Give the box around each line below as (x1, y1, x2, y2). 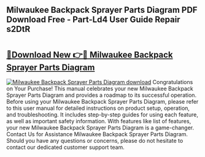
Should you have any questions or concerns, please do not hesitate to (6, 137, 184, 144)
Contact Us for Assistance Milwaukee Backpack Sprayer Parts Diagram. (6, 131, 188, 137)
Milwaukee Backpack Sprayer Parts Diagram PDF (6, 5, 198, 15)
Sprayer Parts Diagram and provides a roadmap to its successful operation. (6, 91, 197, 99)
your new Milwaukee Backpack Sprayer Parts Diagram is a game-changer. (6, 124, 195, 131)
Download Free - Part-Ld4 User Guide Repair (6, 15, 180, 25)
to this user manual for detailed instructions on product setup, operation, (6, 104, 190, 112)
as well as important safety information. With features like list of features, (6, 118, 191, 124)
